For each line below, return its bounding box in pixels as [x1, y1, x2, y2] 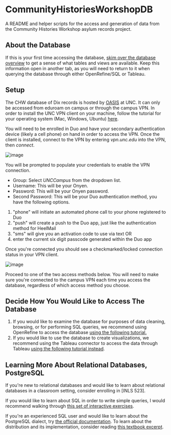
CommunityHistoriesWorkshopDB [5, 4, 153, 15]
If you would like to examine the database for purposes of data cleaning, [12, 319, 166, 325]
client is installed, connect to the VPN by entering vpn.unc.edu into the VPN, [5, 136, 166, 142]
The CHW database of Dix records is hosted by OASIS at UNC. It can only [5, 99, 160, 106]
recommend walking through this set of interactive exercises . [5, 403, 134, 409]
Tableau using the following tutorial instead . [12, 346, 105, 352]
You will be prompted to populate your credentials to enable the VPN [5, 161, 150, 168]
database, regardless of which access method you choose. [5, 282, 131, 288]
